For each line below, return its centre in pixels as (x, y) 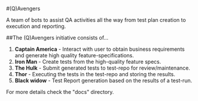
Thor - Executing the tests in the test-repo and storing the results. (95, 74)
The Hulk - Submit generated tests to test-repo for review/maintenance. (102, 68)
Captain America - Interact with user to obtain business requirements (100, 49)
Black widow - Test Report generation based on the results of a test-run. (103, 80)
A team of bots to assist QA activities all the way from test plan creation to (96, 20)
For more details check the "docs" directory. (60, 92)
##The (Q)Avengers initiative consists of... (57, 38)
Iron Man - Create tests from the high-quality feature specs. (88, 62)
